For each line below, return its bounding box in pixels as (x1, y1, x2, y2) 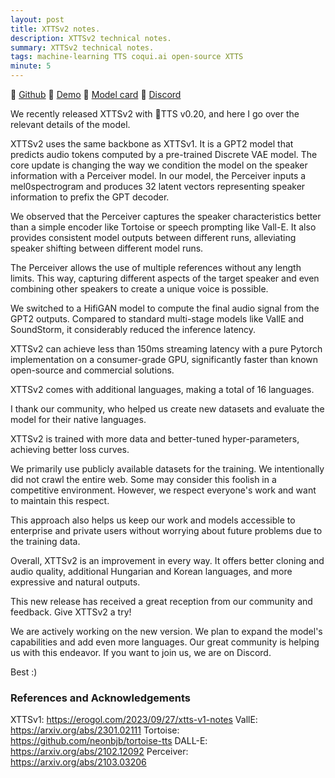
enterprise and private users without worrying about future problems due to (10, 525, 323, 536)
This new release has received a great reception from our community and (10, 596, 313, 607)
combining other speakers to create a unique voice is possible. (10, 283, 269, 295)
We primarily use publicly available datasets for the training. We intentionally (10, 463, 325, 475)
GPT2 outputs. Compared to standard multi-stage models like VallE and (10, 313, 305, 325)
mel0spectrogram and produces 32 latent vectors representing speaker (10, 181, 306, 192)
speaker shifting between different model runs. (10, 242, 204, 254)
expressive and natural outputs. (10, 576, 141, 588)
